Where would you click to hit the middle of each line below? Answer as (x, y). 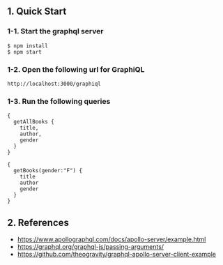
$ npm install (28, 46)
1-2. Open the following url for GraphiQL (76, 69)
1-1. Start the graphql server (55, 31)
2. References (38, 222)
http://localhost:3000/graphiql (54, 84)
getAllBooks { (34, 122)
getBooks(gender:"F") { (48, 171)
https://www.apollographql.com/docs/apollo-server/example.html (111, 239)
